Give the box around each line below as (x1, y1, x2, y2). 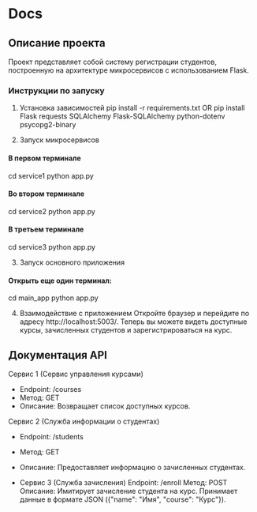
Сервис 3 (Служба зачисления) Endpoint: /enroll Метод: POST (19, 477, 228, 487)
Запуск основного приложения (19, 258, 125, 267)
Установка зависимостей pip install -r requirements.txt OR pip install (19, 104, 245, 113)
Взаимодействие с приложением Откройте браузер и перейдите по (19, 309, 250, 318)
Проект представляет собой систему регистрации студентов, (8, 57, 217, 66)
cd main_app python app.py (8, 293, 99, 303)
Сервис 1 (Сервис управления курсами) (8, 369, 144, 378)
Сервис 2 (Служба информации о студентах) (8, 416, 160, 426)
